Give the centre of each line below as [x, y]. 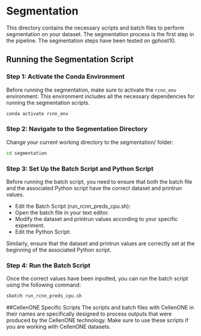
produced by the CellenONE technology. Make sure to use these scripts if [97, 320]
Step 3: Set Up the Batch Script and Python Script [80, 169]
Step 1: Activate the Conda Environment [66, 76]
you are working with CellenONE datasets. [59, 327]
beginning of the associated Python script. [59, 250]
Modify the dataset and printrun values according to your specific [96, 219]
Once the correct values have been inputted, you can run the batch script [97, 279]
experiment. [30, 225]
